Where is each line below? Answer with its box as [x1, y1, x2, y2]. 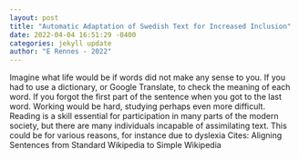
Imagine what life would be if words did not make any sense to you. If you [9, 72, 285, 83]
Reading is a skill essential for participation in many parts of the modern [9, 111, 279, 122]
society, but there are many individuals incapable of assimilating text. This [9, 120, 287, 132]
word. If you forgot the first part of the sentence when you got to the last [9, 92, 283, 103]
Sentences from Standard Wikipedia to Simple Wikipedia [9, 140, 222, 151]
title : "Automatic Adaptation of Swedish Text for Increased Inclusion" [9, 22, 292, 31]
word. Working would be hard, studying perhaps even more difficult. [9, 101, 266, 112]
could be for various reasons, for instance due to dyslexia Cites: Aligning [9, 130, 283, 141]
